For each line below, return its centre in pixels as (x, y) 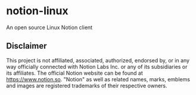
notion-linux (37, 11)
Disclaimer (27, 46)
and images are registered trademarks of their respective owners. (87, 85)
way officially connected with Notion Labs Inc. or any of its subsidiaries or (97, 66)
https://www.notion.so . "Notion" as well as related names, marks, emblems (98, 79)
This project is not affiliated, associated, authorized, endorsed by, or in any (98, 60)
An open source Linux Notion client (49, 27)
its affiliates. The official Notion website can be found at (74, 73)
